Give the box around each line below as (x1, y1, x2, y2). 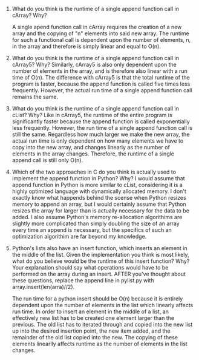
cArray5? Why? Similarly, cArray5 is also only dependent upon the (11, 61, 177, 68)
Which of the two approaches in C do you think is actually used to (11, 168, 177, 175)
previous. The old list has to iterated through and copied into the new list (11, 321, 193, 328)
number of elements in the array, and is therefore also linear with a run (11, 67, 188, 75)
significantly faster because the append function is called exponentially (11, 118, 191, 125)
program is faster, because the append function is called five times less (11, 80, 191, 87)
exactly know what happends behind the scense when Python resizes (11, 194, 186, 201)
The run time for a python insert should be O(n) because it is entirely (11, 295, 183, 302)
